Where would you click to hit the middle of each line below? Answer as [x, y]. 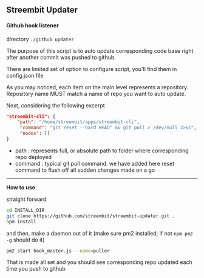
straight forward [26, 199]
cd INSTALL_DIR [25, 210]
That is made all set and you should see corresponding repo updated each [100, 262]
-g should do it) [25, 240]
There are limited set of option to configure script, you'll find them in [92, 69]
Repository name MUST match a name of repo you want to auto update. [96, 93]
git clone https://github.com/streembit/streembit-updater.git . [90, 216]
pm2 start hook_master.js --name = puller [58, 251]
